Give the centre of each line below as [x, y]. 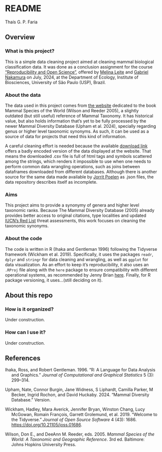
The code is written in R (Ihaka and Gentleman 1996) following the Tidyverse [81, 249]
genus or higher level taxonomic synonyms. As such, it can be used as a [77, 131]
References [23, 358]
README [23, 9]
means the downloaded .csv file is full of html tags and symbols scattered [79, 156]
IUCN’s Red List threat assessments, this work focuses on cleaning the [75, 221]
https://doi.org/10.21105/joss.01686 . [47, 425]
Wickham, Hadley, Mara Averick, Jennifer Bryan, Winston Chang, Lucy [75, 409]
